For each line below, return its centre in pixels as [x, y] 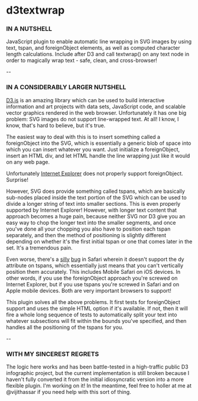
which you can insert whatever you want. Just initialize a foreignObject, [93, 149]
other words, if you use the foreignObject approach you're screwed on [92, 278]
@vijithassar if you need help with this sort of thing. [69, 392]
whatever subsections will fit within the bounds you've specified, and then [96, 321]
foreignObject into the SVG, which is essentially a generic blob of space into [99, 143]
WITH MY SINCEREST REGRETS [53, 354]
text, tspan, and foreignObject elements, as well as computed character [93, 48]
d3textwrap [35, 10]
